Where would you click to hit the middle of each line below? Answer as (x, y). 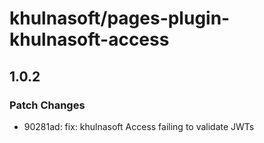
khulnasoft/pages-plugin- (120, 18)
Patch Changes (47, 105)
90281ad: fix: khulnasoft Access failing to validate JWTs (139, 126)
